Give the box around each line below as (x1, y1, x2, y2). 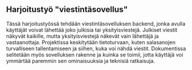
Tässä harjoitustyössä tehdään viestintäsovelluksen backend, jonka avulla (6, 20, 186, 27)
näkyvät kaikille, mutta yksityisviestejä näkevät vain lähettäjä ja (6, 32, 159, 40)
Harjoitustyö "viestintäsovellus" (6, 5, 128, 15)
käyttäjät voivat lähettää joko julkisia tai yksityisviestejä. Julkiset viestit (6, 26, 178, 33)
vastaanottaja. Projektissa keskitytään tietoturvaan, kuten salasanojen (6, 38, 176, 45)
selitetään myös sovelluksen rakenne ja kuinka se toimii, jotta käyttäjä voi (6, 51, 183, 58)
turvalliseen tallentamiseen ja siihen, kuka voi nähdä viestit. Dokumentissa (6, 45, 186, 52)
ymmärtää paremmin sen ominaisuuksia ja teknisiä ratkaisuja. (6, 57, 155, 64)
